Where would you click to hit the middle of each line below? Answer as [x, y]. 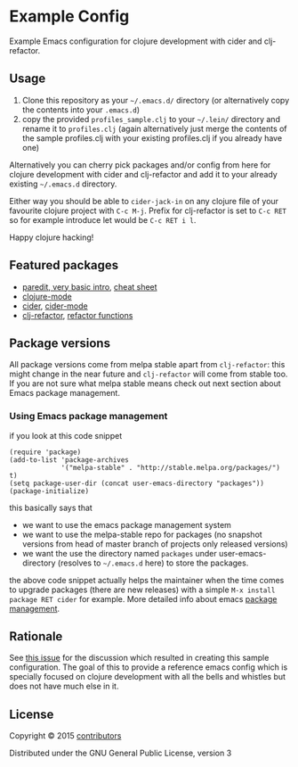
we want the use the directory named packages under [120, 553]
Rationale [36, 636]
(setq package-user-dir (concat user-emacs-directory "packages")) [137, 483]
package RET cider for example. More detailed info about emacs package [143, 598]
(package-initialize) [49, 491]
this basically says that [51, 507]
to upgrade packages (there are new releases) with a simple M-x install [142, 590]
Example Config [69, 16]
